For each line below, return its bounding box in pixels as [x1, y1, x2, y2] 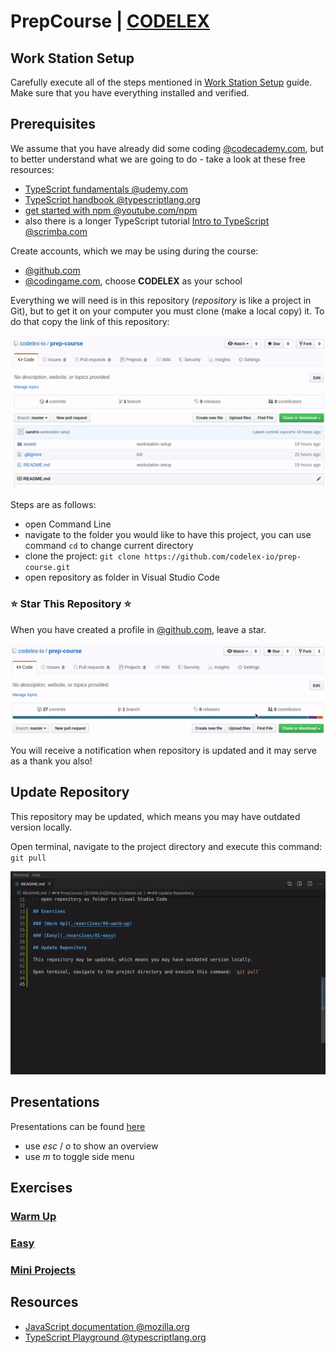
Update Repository [10, 784, 130, 801]
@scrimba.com [24, 225, 88, 237]
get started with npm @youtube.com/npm [24, 204, 198, 216]
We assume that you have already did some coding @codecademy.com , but [10, 142, 325, 154]
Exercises [10, 1179, 73, 1196]
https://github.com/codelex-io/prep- [144, 552, 302, 562]
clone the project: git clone [24, 550, 141, 562]
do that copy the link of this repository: [10, 315, 170, 327]
